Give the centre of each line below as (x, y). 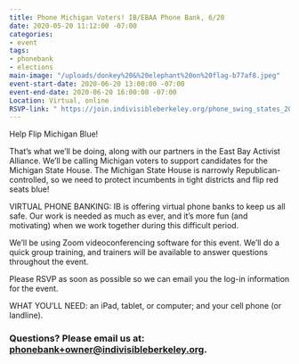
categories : (31, 34)
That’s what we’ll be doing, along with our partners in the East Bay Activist (145, 152)
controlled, (29, 180)
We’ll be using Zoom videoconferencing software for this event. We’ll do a (145, 243)
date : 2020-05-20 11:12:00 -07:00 (73, 26)
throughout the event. (49, 262)
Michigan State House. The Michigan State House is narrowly (121, 170)
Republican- (258, 170)
